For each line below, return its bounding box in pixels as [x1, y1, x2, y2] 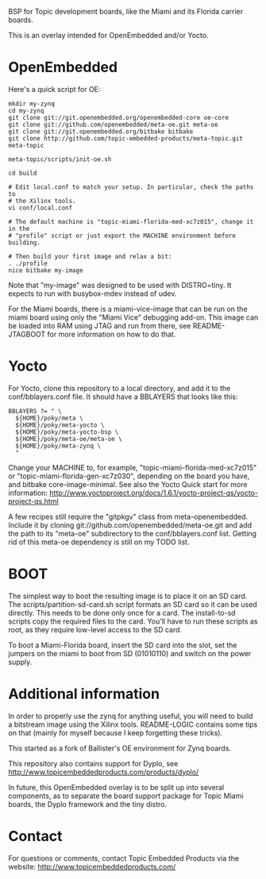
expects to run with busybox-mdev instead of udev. [8, 289, 177, 298]
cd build [8, 169, 37, 177]
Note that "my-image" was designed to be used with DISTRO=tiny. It [8, 280, 232, 290]
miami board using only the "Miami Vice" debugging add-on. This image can [8, 313, 259, 322]
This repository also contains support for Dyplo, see [8, 758, 179, 768]
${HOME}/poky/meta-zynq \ [15, 442, 102, 450]
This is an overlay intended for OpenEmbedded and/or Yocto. [8, 31, 209, 40]
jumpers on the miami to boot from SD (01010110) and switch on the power [8, 648, 252, 658]
